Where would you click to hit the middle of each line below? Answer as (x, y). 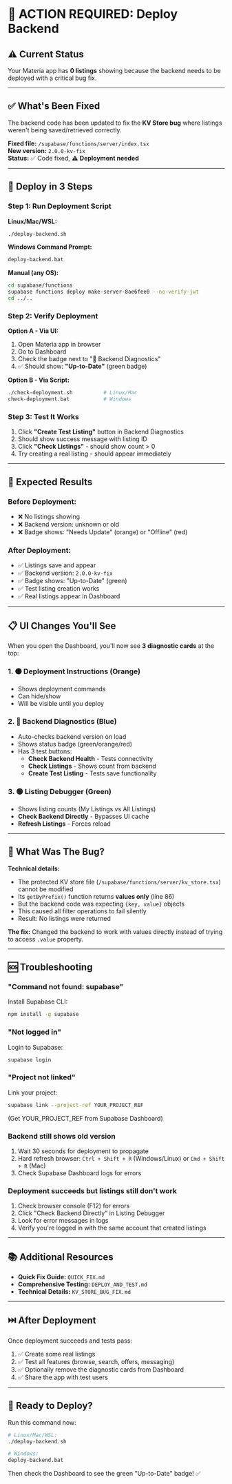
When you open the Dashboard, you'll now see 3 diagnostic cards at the (111, 646)
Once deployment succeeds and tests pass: (70, 1341)
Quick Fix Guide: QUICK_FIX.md (61, 1277)
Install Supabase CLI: (38, 1002)
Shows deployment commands (62, 689)
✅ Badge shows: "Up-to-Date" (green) (72, 581)
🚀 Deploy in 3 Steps (50, 186)
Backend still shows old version (62, 1136)
